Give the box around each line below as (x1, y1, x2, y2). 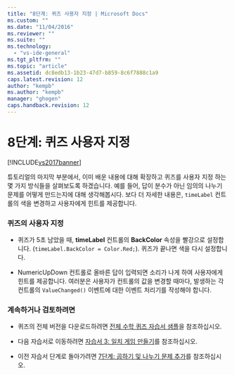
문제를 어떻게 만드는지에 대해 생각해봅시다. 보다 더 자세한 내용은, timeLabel (7, 190, 214, 198)
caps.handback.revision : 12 (7, 102, 90, 109)
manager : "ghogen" (7, 96, 61, 103)
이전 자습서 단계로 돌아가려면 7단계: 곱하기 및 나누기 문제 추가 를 (17, 352, 192, 361)
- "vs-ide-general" (13, 50, 71, 57)
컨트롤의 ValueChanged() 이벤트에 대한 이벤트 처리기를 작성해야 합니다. (17, 286, 212, 294)
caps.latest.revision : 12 (7, 75, 83, 83)
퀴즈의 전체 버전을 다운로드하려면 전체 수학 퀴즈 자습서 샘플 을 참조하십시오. (17, 322, 223, 331)
